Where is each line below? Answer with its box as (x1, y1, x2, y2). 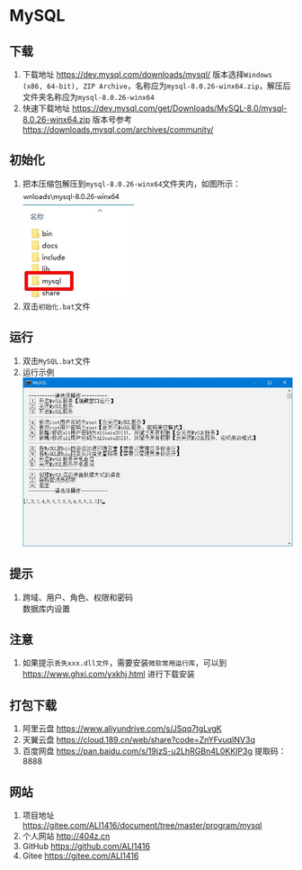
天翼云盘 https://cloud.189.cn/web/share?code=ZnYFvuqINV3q (22, 735, 256, 746)
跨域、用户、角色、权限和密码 (22, 592, 133, 603)
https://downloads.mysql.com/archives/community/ (22, 124, 214, 135)
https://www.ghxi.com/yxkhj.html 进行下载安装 (22, 668, 195, 680)
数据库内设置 (22, 603, 70, 613)
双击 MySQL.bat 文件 (22, 355, 92, 366)
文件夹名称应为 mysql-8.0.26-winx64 (22, 92, 155, 102)
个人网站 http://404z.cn (22, 830, 111, 842)
